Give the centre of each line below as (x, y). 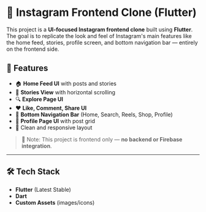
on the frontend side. (33, 49)
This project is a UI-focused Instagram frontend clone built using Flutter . (100, 29)
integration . (36, 146)
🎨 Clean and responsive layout (54, 127)
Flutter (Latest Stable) (43, 189)
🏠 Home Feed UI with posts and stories (66, 83)
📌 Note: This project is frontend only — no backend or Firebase (102, 139)
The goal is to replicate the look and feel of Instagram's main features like (99, 36)
